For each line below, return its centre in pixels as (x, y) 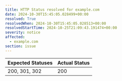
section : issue (21, 46)
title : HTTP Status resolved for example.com (52, 10)
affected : (15, 37)
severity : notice (23, 32)
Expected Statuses (30, 63)
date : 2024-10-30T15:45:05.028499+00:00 (47, 14)
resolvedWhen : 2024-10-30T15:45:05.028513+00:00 (56, 23)
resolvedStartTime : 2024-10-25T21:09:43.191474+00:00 (61, 28)
